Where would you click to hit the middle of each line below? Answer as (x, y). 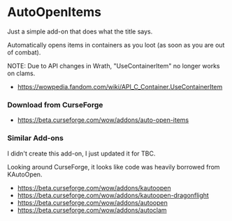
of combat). (24, 52)
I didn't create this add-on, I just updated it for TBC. (81, 153)
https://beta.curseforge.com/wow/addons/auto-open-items (103, 120)
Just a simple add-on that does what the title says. (80, 31)
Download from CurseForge (55, 105)
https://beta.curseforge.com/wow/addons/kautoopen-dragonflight (113, 195)
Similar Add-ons (36, 138)
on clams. (21, 73)
